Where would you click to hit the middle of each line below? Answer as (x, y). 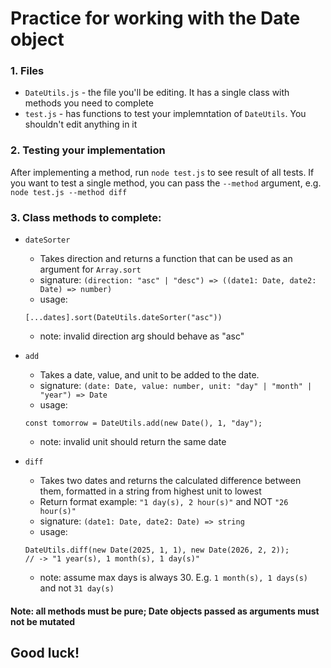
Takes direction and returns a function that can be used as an (166, 259)
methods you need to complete (89, 103)
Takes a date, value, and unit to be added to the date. (149, 375)
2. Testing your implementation (88, 150)
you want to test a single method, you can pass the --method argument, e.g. (166, 183)
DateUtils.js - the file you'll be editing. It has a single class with (157, 93)
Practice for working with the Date (155, 18)
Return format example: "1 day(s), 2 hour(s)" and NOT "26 (164, 502)
